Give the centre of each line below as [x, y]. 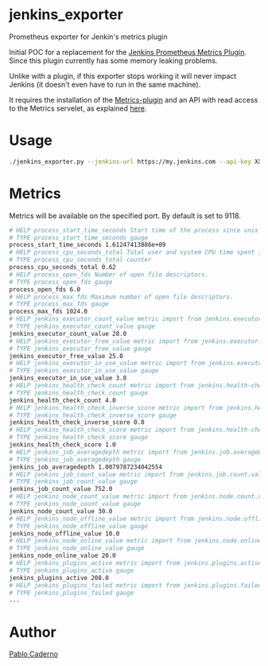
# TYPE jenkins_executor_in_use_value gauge [84, 371]
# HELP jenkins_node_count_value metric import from [98, 497]
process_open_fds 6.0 [45, 289]
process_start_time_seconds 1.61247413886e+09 [87, 245]
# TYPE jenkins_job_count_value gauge [73, 482]
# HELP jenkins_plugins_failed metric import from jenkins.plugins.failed [136, 585]
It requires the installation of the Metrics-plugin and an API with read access [134, 99]
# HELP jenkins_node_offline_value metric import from [102, 519]
